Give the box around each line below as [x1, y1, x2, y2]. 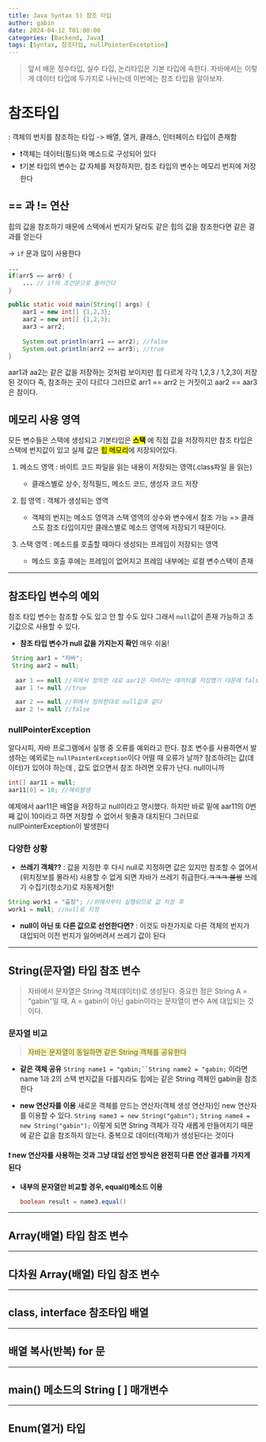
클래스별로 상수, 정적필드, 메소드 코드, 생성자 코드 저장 [31, 479, 199, 488]
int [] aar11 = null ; [8, 778, 77, 787]
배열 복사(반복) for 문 [8, 1344, 105, 1358]
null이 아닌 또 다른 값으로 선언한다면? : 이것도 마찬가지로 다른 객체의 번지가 [19, 921, 250, 931]
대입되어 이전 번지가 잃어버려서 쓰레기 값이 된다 [19, 931, 166, 940]
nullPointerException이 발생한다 [8, 821, 109, 831]
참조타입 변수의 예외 [8, 589, 100, 602]
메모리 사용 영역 [8, 413, 81, 426]
